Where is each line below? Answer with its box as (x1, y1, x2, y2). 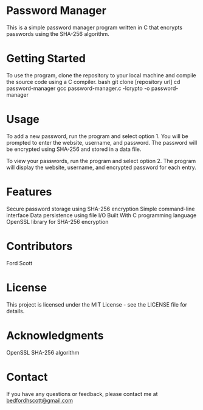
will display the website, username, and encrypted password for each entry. (6, 164, 196, 171)
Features (6, 185, 52, 198)
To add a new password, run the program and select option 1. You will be (6, 132, 188, 140)
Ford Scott (6, 259, 33, 266)
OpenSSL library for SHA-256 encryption (6, 218, 109, 225)
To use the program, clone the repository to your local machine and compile (6, 71, 196, 79)
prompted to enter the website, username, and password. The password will (6, 139, 198, 146)
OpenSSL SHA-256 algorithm (6, 349, 80, 356)
